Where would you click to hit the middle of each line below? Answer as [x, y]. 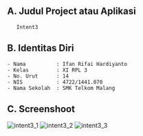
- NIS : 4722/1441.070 [55, 82]
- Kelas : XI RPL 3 [47, 70]
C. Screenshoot [41, 109]
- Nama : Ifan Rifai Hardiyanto [67, 64]
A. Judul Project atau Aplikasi [71, 11]
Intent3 [27, 27]
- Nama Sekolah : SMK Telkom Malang [61, 88]
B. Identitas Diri [41, 48]
